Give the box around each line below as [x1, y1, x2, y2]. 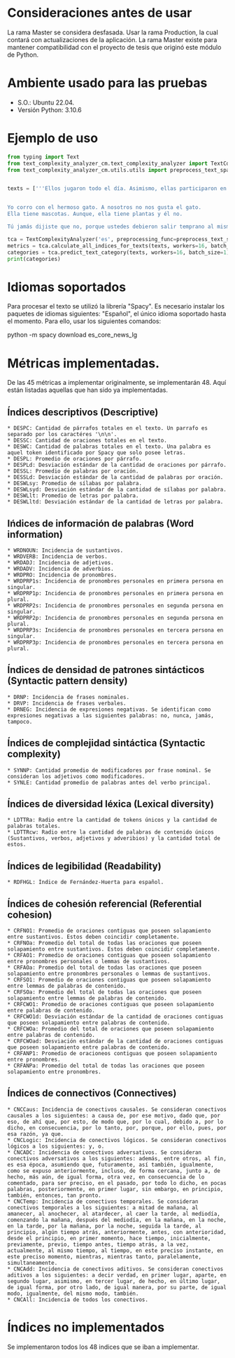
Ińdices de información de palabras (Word [7, 517, 194, 529]
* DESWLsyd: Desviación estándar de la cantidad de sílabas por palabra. [7, 486, 227, 494]
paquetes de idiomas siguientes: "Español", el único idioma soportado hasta [7, 310, 227, 318]
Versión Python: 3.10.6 [17, 105, 82, 114]
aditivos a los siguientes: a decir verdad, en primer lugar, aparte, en [7, 1271, 227, 1279]
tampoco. [7, 718, 33, 725]
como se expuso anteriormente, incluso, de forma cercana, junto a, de [7, 1167, 220, 1174]
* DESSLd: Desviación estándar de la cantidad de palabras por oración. [7, 474, 224, 481]
